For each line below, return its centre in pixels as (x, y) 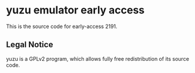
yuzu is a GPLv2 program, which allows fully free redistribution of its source (98, 58)
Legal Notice (30, 45)
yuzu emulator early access (75, 10)
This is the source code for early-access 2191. (62, 26)
